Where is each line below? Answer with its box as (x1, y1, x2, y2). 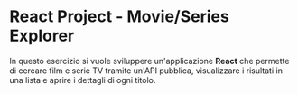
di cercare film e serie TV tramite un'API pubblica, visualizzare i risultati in (9, 65, 283, 76)
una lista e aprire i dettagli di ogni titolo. (9, 74, 156, 85)
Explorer (9, 25, 75, 46)
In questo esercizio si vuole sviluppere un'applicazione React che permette (9, 55, 290, 66)
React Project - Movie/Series (9, 6, 230, 27)
